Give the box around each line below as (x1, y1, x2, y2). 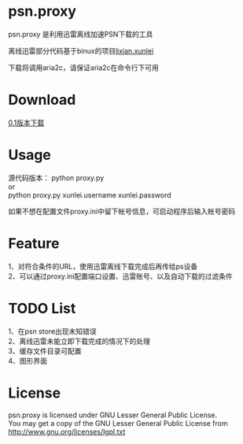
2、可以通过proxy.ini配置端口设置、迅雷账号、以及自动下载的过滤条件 (8, 271, 234, 281)
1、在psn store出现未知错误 (8, 326, 97, 336)
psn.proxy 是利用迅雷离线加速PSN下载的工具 (8, 29, 153, 39)
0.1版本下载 (8, 117, 45, 128)
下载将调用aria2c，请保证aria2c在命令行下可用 (8, 62, 160, 72)
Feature (8, 235, 60, 252)
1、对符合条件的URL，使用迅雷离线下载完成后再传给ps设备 (8, 261, 198, 271)
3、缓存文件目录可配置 (8, 346, 82, 356)
